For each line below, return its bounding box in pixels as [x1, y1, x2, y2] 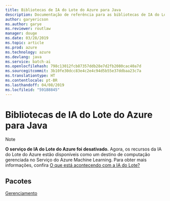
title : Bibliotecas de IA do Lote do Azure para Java [5, 7, 121, 13]
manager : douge [5, 31, 37, 36]
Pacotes [5, 177, 32, 185]
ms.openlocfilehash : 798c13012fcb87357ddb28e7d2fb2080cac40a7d [5, 64, 142, 69]
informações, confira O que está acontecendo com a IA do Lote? [5, 162, 140, 168]
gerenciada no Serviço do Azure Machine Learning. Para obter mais [5, 157, 147, 163]
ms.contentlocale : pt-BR [5, 78, 58, 83]
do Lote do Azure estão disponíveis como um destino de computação [5, 152, 150, 158]
